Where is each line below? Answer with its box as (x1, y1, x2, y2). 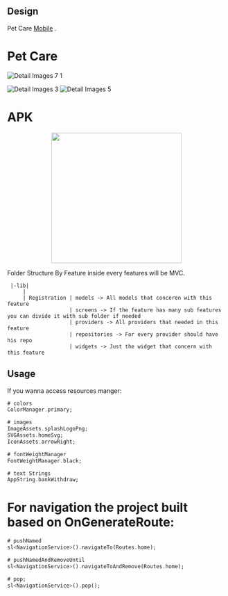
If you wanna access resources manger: (7, 386, 122, 395)
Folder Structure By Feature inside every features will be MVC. (7, 268, 186, 277)
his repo (7, 337, 33, 344)
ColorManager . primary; (7, 406, 73, 413)
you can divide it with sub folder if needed (7, 312, 141, 319)
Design (7, 6, 39, 17)
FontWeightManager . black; (7, 457, 82, 465)
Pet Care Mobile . (7, 24, 57, 32)
